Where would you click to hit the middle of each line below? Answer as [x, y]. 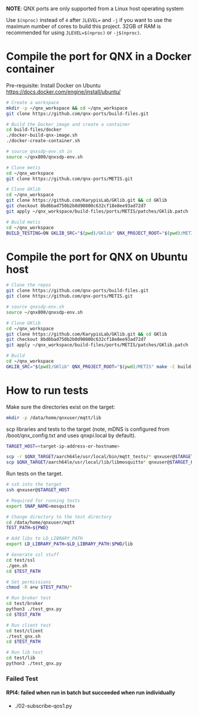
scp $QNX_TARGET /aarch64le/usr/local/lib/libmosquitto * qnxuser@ [88, 462]
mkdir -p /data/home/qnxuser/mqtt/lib [54, 418]
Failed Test [22, 678]
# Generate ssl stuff [33, 555]
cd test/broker [25, 604]
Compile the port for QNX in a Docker [99, 57]
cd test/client [25, 631]
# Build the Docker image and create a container [68, 124]
